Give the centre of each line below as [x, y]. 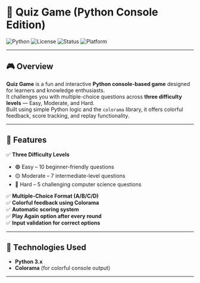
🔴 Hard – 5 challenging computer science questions [78, 184]
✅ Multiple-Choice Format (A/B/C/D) [53, 196]
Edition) [26, 25]
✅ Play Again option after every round [54, 216]
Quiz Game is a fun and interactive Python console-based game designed [98, 84]
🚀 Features [26, 140]
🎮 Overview [30, 67]
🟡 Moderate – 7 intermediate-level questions [70, 176]
